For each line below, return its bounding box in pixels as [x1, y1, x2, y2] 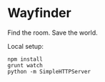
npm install [7, 55, 43, 63]
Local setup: [7, 42, 44, 50]
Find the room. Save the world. [7, 28, 98, 37]
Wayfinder [7, 5, 71, 21]
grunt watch [7, 61, 43, 69]
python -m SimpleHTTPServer [7, 68, 91, 75]
